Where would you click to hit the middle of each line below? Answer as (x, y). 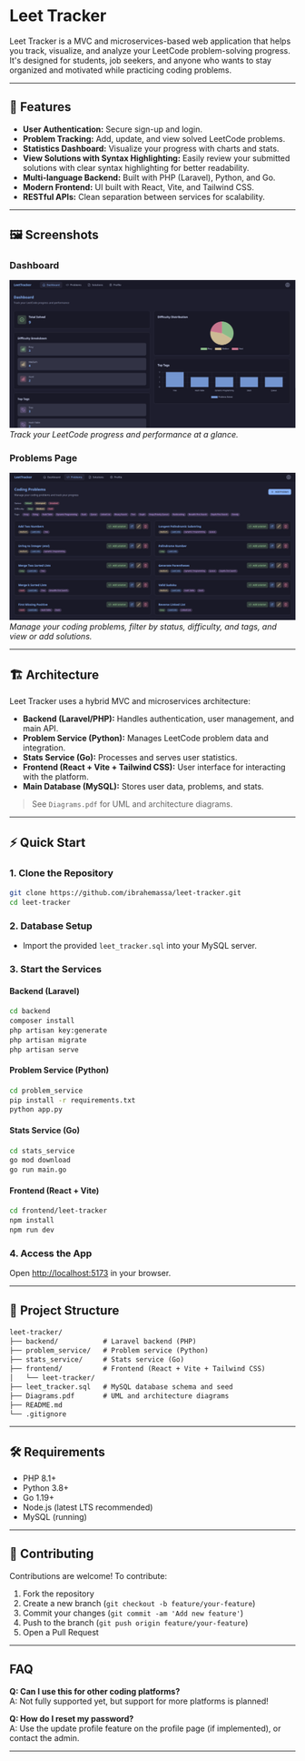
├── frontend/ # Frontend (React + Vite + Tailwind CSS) (138, 1369)
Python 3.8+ (46, 1487)
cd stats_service (42, 1151)
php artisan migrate (49, 1040)
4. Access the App (51, 1253)
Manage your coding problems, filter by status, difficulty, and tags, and (143, 627)
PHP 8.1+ (39, 1478)
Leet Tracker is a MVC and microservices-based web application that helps (150, 41)
